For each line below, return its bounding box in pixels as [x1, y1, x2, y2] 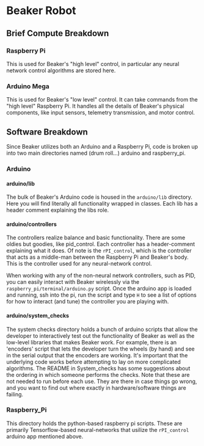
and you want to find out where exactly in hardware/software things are [6, 384, 186, 392]
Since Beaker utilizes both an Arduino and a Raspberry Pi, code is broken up [6, 143, 199, 150]
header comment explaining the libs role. [6, 206, 109, 214]
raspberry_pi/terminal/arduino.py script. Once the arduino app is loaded [6, 285, 192, 292]
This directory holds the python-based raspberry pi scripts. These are [6, 420, 183, 427]
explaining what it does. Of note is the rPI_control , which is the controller [6, 247, 192, 255]
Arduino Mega [6, 82, 50, 91]
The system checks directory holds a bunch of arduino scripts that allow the [6, 325, 198, 333]
